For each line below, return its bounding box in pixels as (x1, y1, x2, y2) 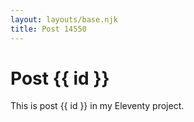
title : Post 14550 (10, 24, 87, 34)
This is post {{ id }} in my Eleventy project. (10, 100, 185, 112)
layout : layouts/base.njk (10, 14, 118, 25)
